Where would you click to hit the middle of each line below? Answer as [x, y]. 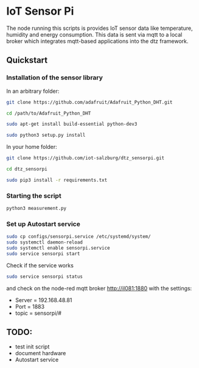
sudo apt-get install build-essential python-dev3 [72, 124]
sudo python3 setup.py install [46, 135]
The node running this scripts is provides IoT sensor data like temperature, [100, 28]
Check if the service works [40, 265]
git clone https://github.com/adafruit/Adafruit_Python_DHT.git [89, 102]
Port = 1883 [30, 306]
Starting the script [34, 195]
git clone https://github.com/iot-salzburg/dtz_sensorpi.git [86, 158]
